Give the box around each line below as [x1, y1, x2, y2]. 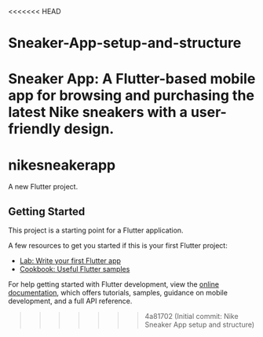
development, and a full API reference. [8, 296, 133, 306]
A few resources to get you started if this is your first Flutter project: [8, 241, 228, 251]
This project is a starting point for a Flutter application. [8, 225, 184, 235]
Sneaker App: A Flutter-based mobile [8, 70, 256, 88]
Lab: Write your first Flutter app [19, 256, 122, 266]
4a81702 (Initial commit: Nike [144, 312, 239, 321]
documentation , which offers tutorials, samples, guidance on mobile [8, 288, 228, 298]
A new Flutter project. [8, 182, 79, 192]
